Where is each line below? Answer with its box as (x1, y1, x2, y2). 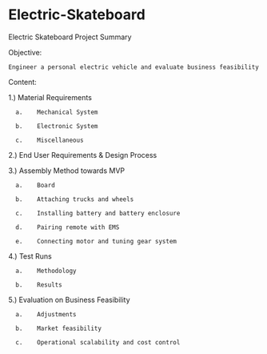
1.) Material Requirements (8, 92, 92, 102)
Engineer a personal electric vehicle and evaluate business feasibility (8, 62, 260, 71)
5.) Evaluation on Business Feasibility (8, 295, 130, 304)
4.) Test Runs (8, 251, 52, 261)
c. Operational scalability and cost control (15, 338, 181, 346)
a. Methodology (15, 267, 78, 275)
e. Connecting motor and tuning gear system (15, 237, 177, 245)
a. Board (15, 181, 56, 189)
